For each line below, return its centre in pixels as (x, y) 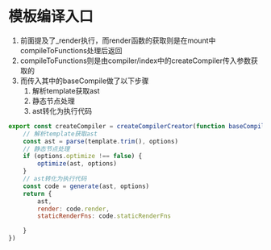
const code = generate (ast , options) (86, 186)
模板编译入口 (51, 17)
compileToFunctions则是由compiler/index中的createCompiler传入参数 (135, 60)
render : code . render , (74, 209)
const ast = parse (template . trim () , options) (101, 141)
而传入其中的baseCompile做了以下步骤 (84, 81)
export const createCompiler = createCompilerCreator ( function (117, 126)
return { (38, 194)
